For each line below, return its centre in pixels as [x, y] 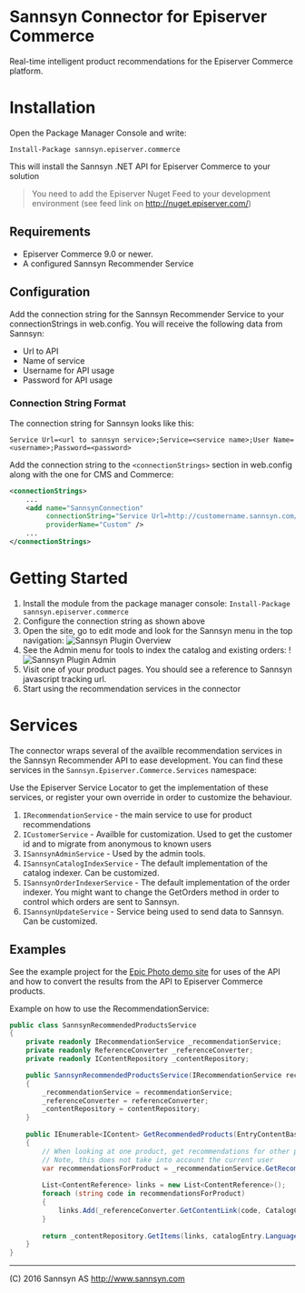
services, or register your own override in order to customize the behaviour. [151, 797]
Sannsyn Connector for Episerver [138, 17]
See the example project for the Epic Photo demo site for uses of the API [145, 971]
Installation [53, 108]
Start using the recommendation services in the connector [132, 688]
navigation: [44, 640]
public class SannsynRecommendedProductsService [103, 1025]
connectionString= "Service [97, 516]
